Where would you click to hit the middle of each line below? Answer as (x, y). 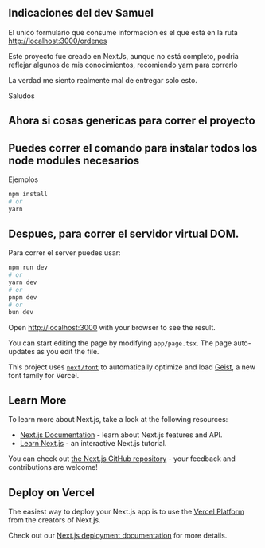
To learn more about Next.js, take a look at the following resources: (118, 420)
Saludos (21, 96)
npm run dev (28, 268)
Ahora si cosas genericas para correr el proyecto (132, 121)
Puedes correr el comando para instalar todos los (133, 148)
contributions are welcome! (53, 467)
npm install (28, 195)
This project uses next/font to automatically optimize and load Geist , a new (132, 367)
